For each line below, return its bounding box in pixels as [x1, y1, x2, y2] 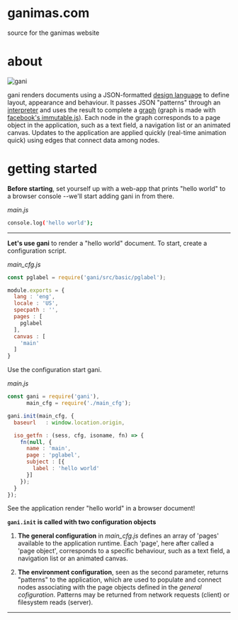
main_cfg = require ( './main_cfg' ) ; [25, 400, 132, 407]
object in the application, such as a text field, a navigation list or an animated [7, 121, 231, 129]
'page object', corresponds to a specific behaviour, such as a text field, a [17, 547, 230, 555]
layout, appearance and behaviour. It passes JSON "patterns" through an [7, 98, 221, 107]
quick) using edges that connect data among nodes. [7, 136, 160, 144]
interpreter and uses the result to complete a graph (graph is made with [7, 105, 216, 114]
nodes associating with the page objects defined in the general [17, 583, 202, 592]
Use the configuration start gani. [7, 366, 102, 374]
